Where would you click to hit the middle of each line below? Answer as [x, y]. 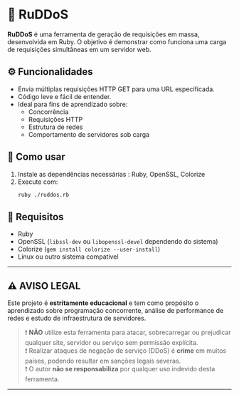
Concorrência [48, 112]
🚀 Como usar [36, 157]
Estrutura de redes [55, 127]
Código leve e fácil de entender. [64, 96]
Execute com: [38, 182]
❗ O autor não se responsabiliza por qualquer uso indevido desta [120, 369]
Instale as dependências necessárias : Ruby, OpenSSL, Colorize [111, 174]
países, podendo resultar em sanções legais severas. [103, 361]
